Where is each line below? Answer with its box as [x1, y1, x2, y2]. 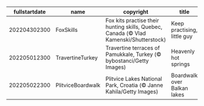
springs [171, 60, 190, 67]
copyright [123, 8, 149, 15]
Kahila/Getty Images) [105, 88, 158, 95]
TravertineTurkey [55, 54, 98, 61]
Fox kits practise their [105, 16, 160, 24]
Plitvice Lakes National [105, 75, 163, 82]
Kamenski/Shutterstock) [105, 36, 166, 43]
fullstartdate [13, 8, 46, 15]
